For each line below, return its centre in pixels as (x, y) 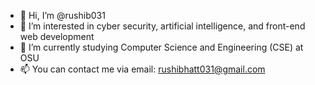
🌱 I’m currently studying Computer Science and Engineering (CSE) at (161, 47)
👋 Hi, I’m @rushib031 (62, 15)
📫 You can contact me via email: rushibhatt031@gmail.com (142, 69)
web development (57, 36)
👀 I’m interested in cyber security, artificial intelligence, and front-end (162, 26)
